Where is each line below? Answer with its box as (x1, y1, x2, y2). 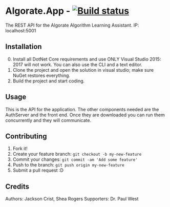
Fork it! (12, 146, 28, 152)
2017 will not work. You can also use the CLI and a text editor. (12, 61, 142, 68)
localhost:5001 (5, 27, 36, 33)
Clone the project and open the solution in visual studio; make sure (12, 67, 154, 73)
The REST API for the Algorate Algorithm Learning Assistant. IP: (5, 22, 139, 28)
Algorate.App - (5, 5, 71, 17)
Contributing (5, 132, 47, 140)
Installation (5, 43, 42, 51)
